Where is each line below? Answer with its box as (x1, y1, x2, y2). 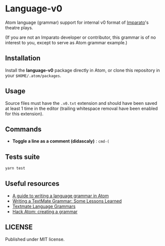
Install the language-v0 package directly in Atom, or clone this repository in (5, 67, 160, 73)
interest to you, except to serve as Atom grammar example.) (5, 39, 128, 45)
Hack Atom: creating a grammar (12, 208, 78, 214)
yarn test (5, 166, 26, 171)
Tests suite (5, 153, 40, 161)
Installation (5, 54, 41, 63)
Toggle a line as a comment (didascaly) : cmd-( (12, 138, 110, 144)
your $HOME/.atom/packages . (5, 73, 61, 79)
